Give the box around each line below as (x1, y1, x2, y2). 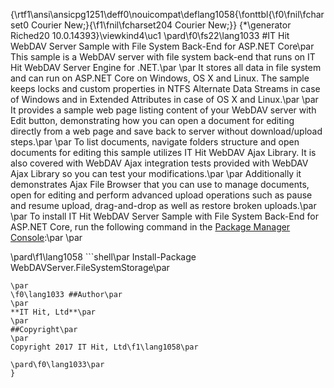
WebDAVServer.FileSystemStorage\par (10, 262, 170, 273)
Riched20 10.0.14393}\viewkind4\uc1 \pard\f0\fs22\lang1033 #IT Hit (10, 30, 290, 41)
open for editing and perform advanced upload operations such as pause (10, 189, 313, 201)
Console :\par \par (10, 232, 83, 243)
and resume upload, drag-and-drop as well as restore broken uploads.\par (10, 200, 317, 211)
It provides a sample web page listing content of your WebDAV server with (10, 104, 317, 116)
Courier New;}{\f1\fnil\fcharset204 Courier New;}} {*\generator (30, 19, 292, 31)
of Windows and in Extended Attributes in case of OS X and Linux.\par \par (10, 94, 319, 105)
